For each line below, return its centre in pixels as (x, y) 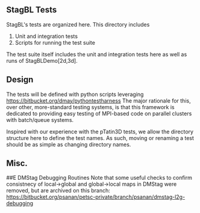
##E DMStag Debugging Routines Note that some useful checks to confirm (99, 178)
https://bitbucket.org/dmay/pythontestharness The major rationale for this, (98, 100)
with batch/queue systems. (40, 119)
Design (20, 80)
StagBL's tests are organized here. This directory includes (78, 24)
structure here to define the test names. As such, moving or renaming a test (100, 138)
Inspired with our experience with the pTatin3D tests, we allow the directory (100, 132)
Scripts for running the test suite (55, 42)
